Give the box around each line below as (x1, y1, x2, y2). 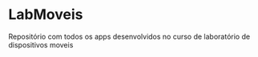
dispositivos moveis (8, 40, 74, 49)
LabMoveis (8, 6, 83, 24)
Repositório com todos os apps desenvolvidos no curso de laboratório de (8, 32, 251, 41)
